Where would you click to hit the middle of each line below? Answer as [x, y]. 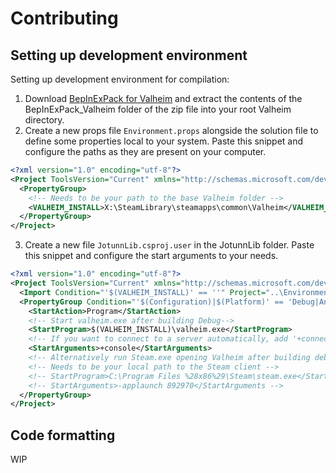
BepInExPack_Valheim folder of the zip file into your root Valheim [158, 109]
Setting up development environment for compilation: [120, 79]
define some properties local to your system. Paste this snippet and [164, 141]
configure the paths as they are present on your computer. [145, 151]
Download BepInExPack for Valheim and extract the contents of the [163, 98]
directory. [44, 120]
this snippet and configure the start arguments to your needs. [151, 256]
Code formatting [63, 435]
